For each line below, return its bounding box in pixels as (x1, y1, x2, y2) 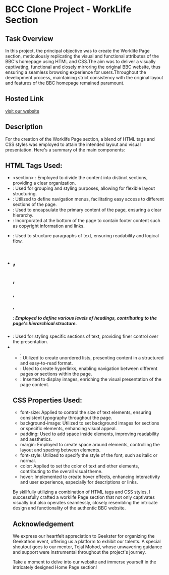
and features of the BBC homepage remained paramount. (5, 80, 125, 86)
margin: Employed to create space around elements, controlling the (20, 442, 160, 448)
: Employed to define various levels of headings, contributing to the (12, 315, 157, 321)
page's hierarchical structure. (12, 321, 77, 327)
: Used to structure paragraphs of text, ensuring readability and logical (12, 233, 159, 239)
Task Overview (5, 34, 53, 43)
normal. (20, 458, 36, 464)
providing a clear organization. (12, 180, 76, 186)
